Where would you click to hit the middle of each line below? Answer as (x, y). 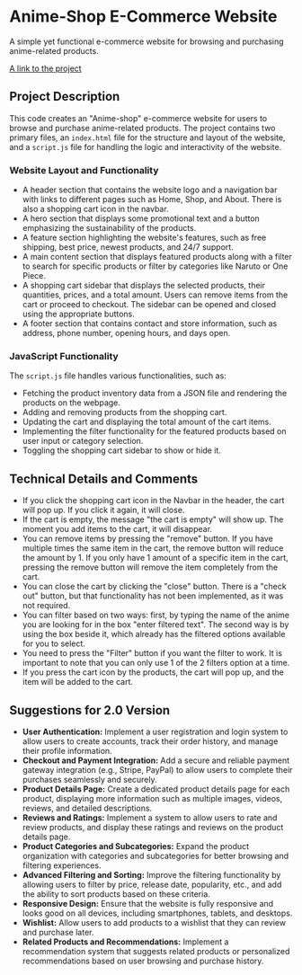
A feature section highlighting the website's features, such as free (144, 238)
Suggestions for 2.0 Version (90, 710)
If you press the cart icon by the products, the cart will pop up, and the (153, 672)
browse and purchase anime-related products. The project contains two (142, 128)
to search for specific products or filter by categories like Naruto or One (155, 266)
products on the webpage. (71, 403)
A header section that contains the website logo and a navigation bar (150, 190)
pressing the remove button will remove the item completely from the (150, 567)
